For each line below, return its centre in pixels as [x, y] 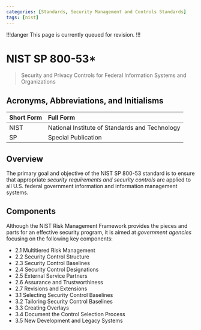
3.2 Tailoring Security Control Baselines [64, 301]
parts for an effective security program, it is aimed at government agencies [99, 232]
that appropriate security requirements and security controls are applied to [98, 180]
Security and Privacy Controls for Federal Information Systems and [103, 75]
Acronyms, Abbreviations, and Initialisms [85, 101]
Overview [25, 159]
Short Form [26, 118]
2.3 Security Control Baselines [52, 263]
